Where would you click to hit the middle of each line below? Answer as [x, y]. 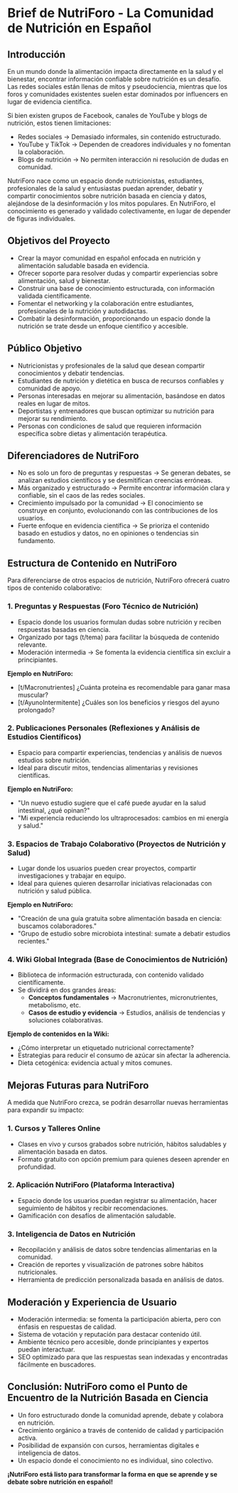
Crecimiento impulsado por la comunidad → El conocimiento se [110, 503]
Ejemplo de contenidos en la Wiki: [58, 1034]
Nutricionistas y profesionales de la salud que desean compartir [111, 365]
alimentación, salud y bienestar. [64, 280]
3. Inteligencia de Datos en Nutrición [72, 1234]
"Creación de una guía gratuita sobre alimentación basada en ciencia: [120, 919]
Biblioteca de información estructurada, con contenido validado [111, 975]
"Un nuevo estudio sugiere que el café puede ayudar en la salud [112, 803]
